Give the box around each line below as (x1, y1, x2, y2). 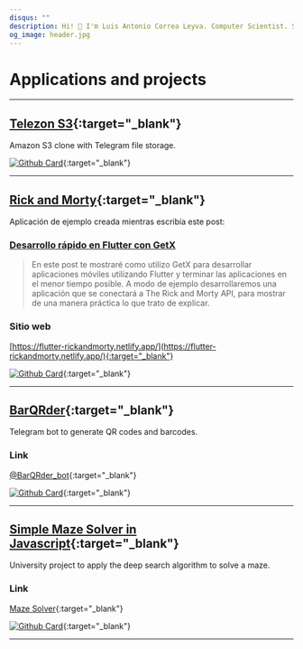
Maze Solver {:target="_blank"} (9, 603, 124, 614)
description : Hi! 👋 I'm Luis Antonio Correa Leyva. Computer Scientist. (9, 22, 289, 31)
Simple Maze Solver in (9, 522, 137, 538)
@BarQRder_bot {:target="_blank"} (9, 469, 137, 480)
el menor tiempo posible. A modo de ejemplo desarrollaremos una (31, 278, 277, 289)
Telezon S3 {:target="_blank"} (9, 116, 182, 131)
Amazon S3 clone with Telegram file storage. (9, 140, 177, 151)
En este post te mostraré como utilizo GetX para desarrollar (31, 259, 252, 270)
